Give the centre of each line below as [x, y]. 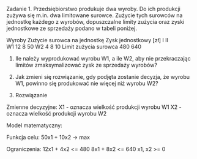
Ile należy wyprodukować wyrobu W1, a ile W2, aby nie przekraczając [103, 58]
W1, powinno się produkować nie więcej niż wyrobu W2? [87, 83]
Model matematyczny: [34, 125]
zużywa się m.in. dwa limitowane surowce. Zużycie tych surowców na [95, 15]
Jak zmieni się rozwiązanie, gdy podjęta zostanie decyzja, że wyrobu [102, 77]
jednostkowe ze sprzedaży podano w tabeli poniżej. [72, 28]
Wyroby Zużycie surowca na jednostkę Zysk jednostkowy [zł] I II [87, 40]
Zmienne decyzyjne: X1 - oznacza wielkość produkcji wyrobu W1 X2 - [94, 107]
